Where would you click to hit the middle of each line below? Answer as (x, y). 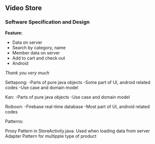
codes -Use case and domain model (42, 87)
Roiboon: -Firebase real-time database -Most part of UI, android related (77, 106)
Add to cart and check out (39, 58)
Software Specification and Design (47, 22)
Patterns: (14, 121)
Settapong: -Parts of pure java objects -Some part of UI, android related (78, 82)
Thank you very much (27, 73)
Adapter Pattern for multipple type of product (51, 136)
